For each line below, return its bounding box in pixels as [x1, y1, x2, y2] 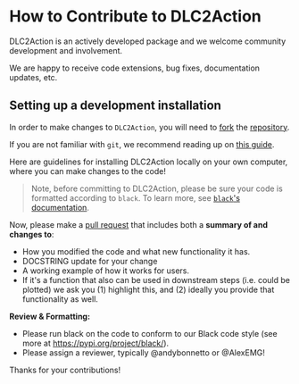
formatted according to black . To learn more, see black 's [30, 192, 241, 203]
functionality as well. [21, 293, 98, 305]
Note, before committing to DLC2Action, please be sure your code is [30, 183, 283, 194]
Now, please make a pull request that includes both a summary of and [9, 219, 269, 230]
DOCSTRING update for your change [21, 255, 158, 266]
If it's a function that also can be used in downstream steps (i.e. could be [21, 274, 290, 285]
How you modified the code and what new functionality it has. [21, 246, 251, 256]
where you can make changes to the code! [9, 165, 167, 176]
